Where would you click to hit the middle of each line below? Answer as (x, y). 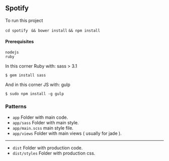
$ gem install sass (26, 75)
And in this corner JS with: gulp (38, 85)
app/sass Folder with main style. (46, 123)
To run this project (24, 20)
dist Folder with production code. (48, 148)
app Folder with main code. (40, 117)
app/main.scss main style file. (43, 128)
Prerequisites (20, 42)
